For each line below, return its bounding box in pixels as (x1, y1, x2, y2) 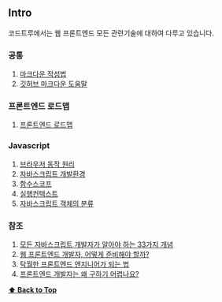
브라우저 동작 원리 (19, 159, 75, 169)
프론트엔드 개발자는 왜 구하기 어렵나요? (19, 270, 139, 278)
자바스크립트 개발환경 (19, 169, 86, 178)
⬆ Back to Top (8, 285, 57, 294)
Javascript (8, 140, 50, 151)
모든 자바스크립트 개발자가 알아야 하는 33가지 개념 (19, 240, 174, 249)
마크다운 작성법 (19, 69, 67, 79)
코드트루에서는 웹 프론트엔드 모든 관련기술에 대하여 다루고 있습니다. (8, 28, 214, 38)
